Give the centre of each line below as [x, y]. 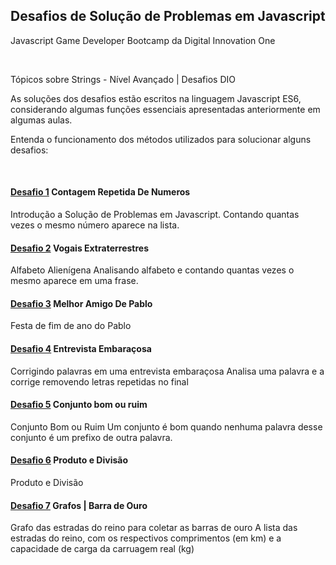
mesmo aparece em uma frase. [74, 281]
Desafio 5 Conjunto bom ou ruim [79, 405]
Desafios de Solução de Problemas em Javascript [168, 16]
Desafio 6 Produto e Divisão [69, 460]
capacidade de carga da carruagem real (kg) [102, 549]
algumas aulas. [41, 120]
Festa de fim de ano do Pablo [71, 326]
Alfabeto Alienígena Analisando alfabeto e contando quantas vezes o [152, 270]
